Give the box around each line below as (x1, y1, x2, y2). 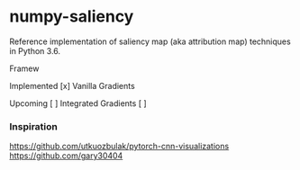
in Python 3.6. (9, 45, 61, 56)
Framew (9, 63, 40, 74)
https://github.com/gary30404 (9, 150, 123, 161)
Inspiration (9, 120, 59, 132)
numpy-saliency (9, 6, 134, 27)
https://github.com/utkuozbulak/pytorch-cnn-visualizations (9, 141, 230, 152)
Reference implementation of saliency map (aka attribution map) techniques (9, 36, 291, 47)
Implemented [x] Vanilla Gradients (9, 80, 135, 91)
